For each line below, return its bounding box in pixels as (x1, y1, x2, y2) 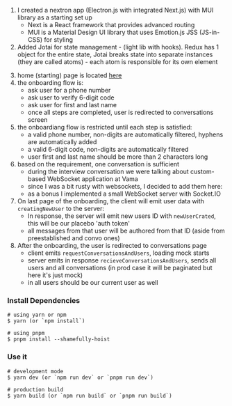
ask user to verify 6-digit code (27, 93, 115, 102)
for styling (44, 36, 74, 44)
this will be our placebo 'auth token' (27, 219, 131, 227)
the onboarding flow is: (17, 79, 84, 86)
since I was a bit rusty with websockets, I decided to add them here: (27, 182, 223, 190)
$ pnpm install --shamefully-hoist (7, 336, 110, 343)
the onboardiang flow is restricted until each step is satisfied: (17, 123, 192, 131)
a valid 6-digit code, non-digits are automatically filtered (27, 146, 189, 153)
